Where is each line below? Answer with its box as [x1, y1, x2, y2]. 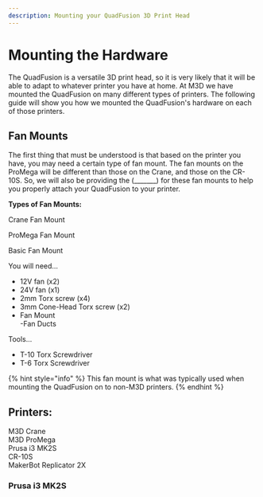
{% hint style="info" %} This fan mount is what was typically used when [8, 374, 245, 383]
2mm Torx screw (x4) [19, 294, 91, 303]
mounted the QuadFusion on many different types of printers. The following [8, 89, 256, 99]
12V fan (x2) [19, 276, 60, 287]
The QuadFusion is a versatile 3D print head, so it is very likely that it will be [8, 72, 256, 82]
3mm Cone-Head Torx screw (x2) [19, 302, 131, 311]
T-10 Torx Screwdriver [19, 350, 93, 359]
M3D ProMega [8, 435, 56, 444]
